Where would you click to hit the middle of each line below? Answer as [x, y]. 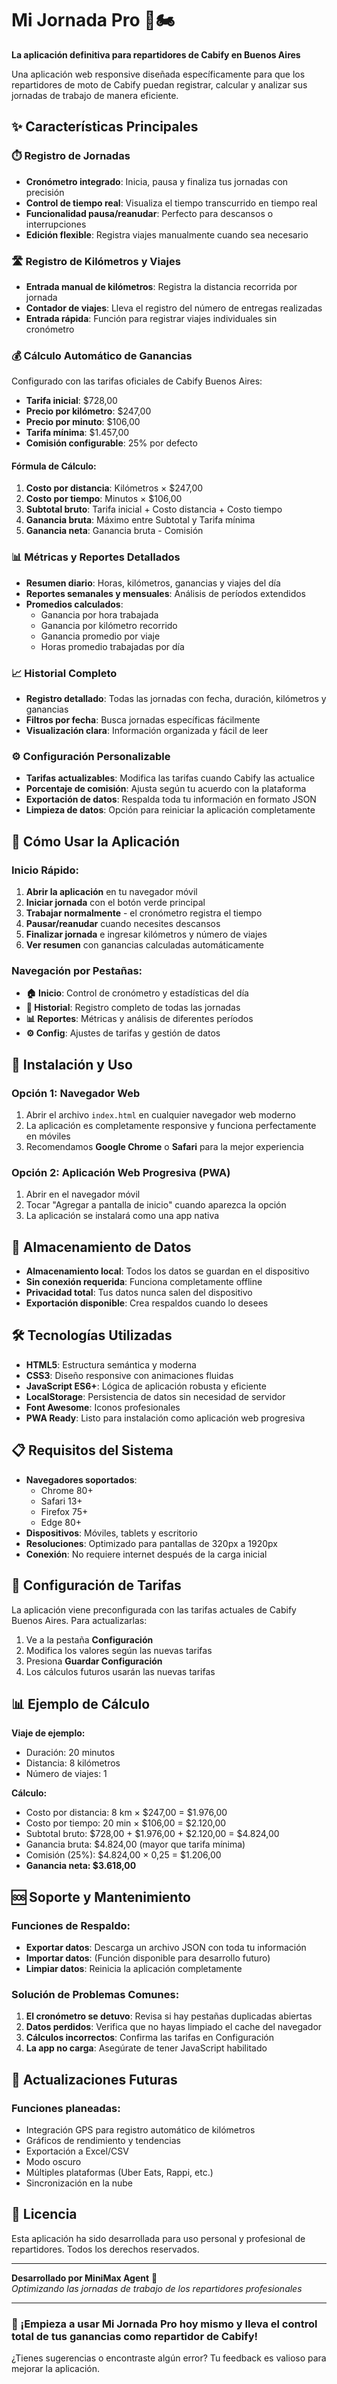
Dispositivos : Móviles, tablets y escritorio [111, 1533]
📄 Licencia [44, 2214]
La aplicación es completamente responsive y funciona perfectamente [171, 1125]
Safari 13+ [61, 1501]
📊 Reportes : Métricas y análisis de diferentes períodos [139, 1019]
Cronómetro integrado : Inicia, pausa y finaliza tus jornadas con [157, 181]
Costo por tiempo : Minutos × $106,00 [104, 499]
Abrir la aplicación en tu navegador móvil [111, 891]
